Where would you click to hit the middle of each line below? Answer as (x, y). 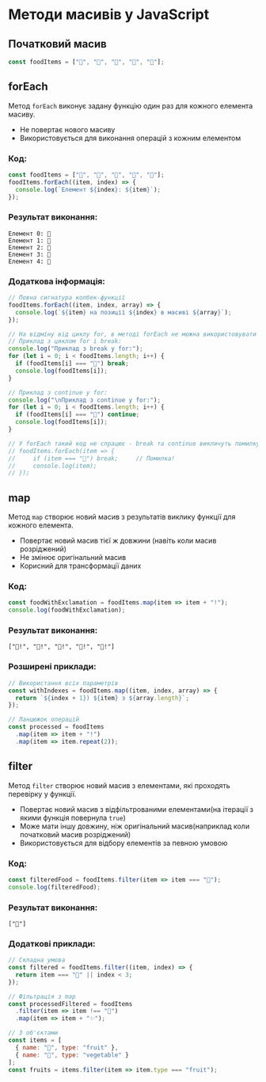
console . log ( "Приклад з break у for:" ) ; (76, 349)
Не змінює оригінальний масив (73, 558)
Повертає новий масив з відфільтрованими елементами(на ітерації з (136, 809)
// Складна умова (37, 960)
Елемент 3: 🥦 (30, 254)
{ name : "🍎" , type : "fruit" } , (67, 1047)
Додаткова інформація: (57, 281)
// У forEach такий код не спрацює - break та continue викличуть (120, 444)
